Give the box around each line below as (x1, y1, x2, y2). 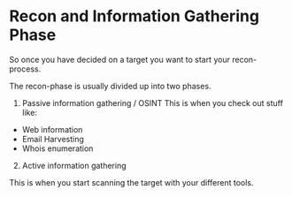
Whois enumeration (21, 143, 94, 154)
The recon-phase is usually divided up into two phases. (9, 80, 211, 91)
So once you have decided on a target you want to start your (9, 54, 231, 64)
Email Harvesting (21, 133, 84, 144)
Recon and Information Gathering (9, 6, 259, 27)
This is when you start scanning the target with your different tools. (9, 177, 254, 187)
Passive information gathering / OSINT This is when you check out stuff (21, 97, 283, 108)
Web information (21, 124, 83, 134)
